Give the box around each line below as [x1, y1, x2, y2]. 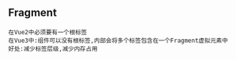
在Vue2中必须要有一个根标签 [8, 28, 88, 36]
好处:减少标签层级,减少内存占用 [8, 44, 98, 53]
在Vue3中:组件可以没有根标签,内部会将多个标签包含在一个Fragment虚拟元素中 [8, 37, 229, 44]
